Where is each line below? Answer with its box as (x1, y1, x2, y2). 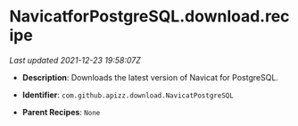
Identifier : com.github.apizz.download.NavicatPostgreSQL (21, 89, 234, 100)
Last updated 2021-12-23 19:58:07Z (9, 55, 141, 65)
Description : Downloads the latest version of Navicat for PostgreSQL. (21, 71, 279, 82)
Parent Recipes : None (21, 106, 101, 117)
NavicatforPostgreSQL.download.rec (9, 6, 290, 27)
